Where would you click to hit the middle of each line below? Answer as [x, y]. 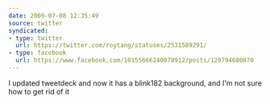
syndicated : [28, 30]
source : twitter [35, 23]
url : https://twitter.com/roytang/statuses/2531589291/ [111, 46]
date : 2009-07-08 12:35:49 [54, 16]
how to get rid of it [39, 91]
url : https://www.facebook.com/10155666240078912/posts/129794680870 [135, 61]
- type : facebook [37, 53]
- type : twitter [35, 38]
